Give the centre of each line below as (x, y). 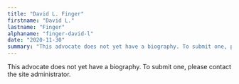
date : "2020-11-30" (36, 40)
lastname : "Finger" (36, 27)
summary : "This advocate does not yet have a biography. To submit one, (117, 47)
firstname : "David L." (41, 20)
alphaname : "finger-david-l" (51, 34)
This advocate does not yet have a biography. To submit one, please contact (119, 67)
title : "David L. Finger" (46, 14)
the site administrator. (39, 74)
